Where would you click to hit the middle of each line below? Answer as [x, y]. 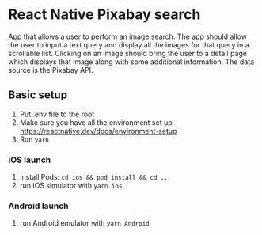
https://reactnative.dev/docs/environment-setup [98, 131]
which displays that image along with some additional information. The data [131, 62]
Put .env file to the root [57, 114]
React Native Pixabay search [104, 15]
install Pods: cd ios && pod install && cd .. [94, 177]
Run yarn [34, 139]
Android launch [38, 206]
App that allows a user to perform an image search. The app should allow [128, 36]
